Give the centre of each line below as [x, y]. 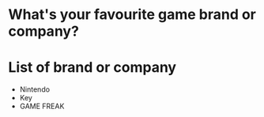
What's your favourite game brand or [132, 15]
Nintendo [34, 89]
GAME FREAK [42, 106]
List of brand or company [92, 68]
